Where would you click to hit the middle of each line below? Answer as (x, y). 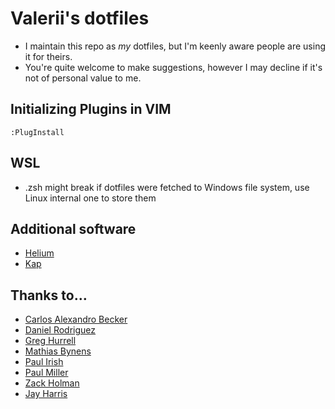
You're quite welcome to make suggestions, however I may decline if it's (173, 67)
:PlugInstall (37, 132)
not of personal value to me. (83, 78)
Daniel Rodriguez (60, 330)
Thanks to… (49, 295)
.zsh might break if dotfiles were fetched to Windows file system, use (167, 187)
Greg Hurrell (50, 341)
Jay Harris (46, 394)
